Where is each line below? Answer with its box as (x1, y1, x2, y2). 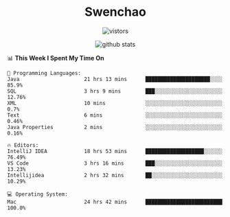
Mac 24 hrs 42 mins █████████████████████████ (7, 198, 223, 205)
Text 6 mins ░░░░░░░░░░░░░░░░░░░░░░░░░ (7, 111, 223, 119)
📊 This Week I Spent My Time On (7, 54, 104, 62)
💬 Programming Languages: (7, 69, 81, 76)
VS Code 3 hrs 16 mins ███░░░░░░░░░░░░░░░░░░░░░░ (7, 159, 223, 167)
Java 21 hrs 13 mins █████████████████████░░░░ (7, 76, 223, 82)
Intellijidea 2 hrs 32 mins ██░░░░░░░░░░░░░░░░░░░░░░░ (7, 172, 223, 179)
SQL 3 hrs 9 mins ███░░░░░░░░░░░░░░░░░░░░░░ (7, 87, 223, 95)
